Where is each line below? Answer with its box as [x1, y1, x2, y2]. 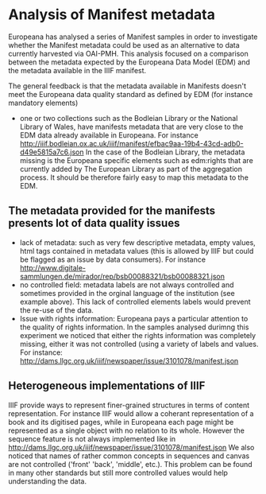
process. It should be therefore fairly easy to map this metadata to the [19, 173, 249, 182]
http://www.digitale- [19, 263, 86, 272]
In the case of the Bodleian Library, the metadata [85, 147, 245, 157]
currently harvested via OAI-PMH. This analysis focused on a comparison [8, 49, 249, 58]
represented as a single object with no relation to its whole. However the [8, 426, 245, 435]
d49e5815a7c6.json [19, 147, 84, 157]
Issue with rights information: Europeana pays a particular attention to [19, 313, 249, 323]
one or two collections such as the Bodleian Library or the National [19, 113, 238, 123]
